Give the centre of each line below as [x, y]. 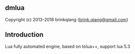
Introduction [24, 35]
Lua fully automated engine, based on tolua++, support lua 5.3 [68, 46]
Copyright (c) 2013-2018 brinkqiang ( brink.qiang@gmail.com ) [67, 19]
